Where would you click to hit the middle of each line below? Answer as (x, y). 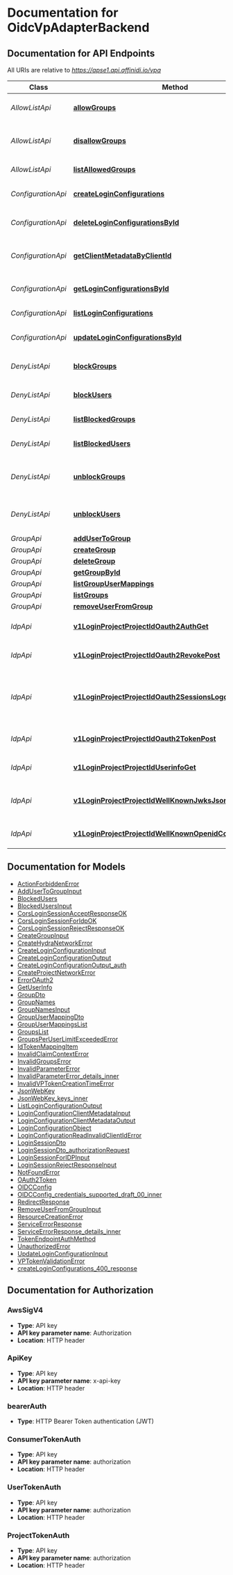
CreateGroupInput (43, 935)
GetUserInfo (35, 987)
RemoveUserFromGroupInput (59, 1209)
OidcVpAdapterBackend (78, 28)
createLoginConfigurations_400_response (77, 1268)
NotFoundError (38, 1172)
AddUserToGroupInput (49, 891)
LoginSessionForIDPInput (53, 1157)
